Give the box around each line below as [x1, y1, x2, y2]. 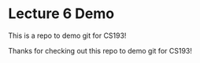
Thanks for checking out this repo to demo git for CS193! [8, 46, 193, 55]
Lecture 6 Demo [8, 5, 115, 23]
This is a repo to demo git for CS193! [8, 31, 127, 40]
